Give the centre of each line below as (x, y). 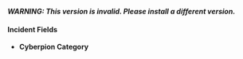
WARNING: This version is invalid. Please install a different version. (121, 11)
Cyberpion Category (54, 47)
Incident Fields (32, 29)
